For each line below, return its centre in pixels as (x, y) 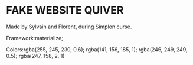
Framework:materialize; (35, 38)
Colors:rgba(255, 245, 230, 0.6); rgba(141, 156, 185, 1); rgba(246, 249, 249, (97, 49)
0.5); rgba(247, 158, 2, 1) (35, 56)
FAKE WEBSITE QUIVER (65, 10)
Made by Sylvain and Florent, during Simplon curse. (69, 27)
